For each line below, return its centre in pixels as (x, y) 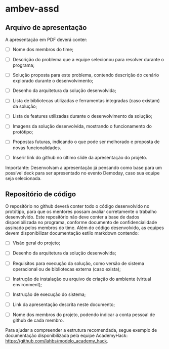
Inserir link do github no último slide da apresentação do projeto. (80, 157)
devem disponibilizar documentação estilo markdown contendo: (72, 233)
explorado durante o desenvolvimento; (53, 81)
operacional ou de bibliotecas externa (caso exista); (67, 269)
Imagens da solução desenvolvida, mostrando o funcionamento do (82, 126)
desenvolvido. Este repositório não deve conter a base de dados (72, 217)
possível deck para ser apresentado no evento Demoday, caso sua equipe (82, 173)
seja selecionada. (24, 178)
